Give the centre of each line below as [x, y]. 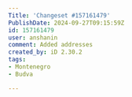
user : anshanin [33, 37]
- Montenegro [29, 67]
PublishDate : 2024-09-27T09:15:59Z [66, 23]
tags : [17, 60]
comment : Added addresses [50, 45]
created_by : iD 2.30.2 [45, 52]
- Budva [21, 74]
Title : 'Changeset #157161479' [59, 15]
